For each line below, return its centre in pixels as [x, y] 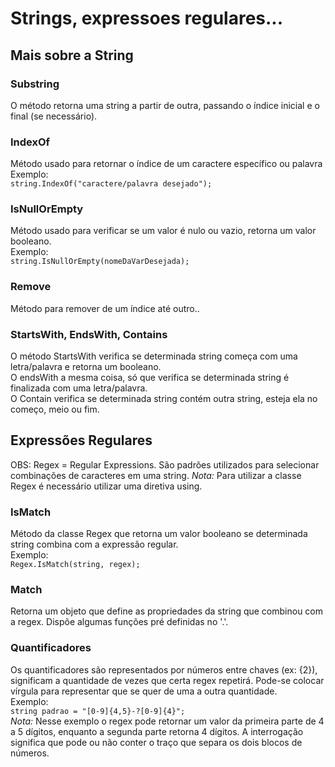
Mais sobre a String [72, 55]
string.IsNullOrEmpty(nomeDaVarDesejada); [100, 262]
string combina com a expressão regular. [94, 544]
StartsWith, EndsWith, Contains [89, 334]
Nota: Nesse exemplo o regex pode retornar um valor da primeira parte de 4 [167, 721]
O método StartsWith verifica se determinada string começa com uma [154, 356]
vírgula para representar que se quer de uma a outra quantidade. [144, 691]
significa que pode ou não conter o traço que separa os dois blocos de [156, 742]
